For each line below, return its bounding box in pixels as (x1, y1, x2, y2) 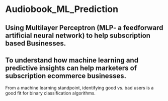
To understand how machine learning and (5, 56, 139, 64)
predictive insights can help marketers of (5, 63, 137, 72)
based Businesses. (5, 39, 66, 47)
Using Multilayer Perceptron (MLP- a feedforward (5, 23, 163, 32)
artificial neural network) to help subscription (5, 31, 151, 39)
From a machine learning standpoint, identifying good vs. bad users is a (5, 85, 154, 91)
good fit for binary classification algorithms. (5, 90, 96, 96)
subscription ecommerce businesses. (5, 71, 127, 80)
